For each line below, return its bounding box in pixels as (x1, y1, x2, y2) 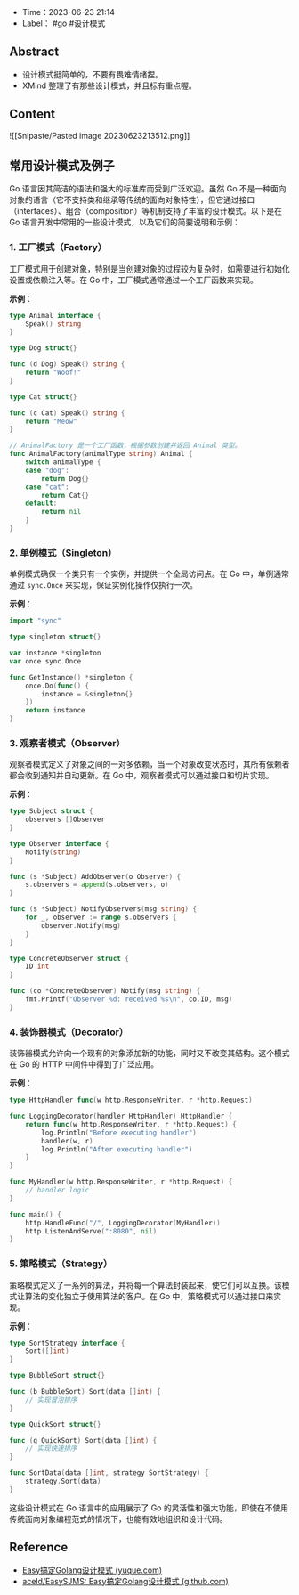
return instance (25, 706, 86, 715)
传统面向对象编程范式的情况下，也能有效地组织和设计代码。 (9, 1513, 228, 1524)
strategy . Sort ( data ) (25, 1477, 101, 1486)
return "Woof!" (25, 368, 82, 378)
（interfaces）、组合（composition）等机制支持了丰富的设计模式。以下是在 (9, 206, 283, 216)
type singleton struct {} (9, 632, 101, 642)
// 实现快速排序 (25, 1444, 77, 1453)
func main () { (9, 1209, 62, 1219)
